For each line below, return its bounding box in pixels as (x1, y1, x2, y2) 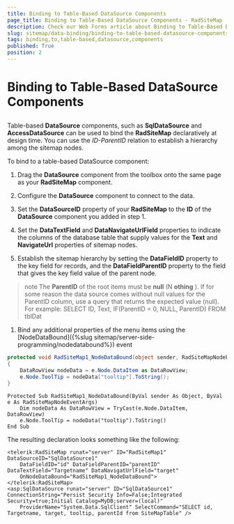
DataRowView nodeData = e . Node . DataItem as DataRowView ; (19, 367, 189, 374)
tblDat (24, 312, 42, 321)
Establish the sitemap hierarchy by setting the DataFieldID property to (17, 254, 219, 263)
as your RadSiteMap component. (17, 178, 113, 187)
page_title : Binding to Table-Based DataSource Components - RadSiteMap (7, 17, 223, 24)
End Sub (7, 423, 30, 430)
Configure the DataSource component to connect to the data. (17, 192, 195, 200)
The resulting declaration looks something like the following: (7, 435, 180, 443)
